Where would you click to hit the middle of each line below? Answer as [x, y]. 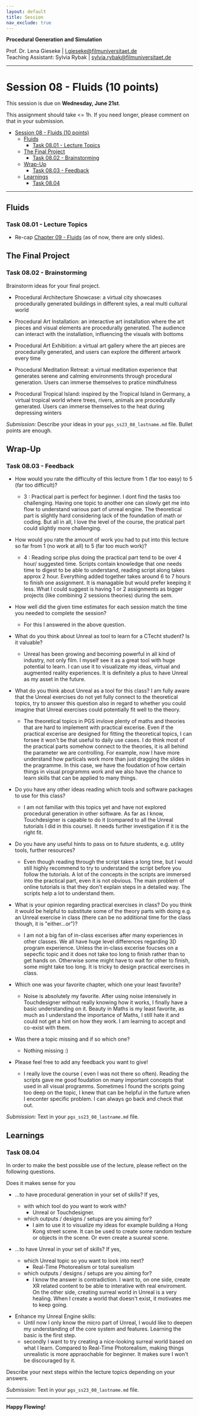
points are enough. [29, 430]
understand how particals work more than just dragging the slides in [107, 759]
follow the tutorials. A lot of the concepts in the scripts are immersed [107, 875]
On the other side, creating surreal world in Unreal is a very [105, 1293]
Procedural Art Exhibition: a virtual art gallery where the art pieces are [100, 346]
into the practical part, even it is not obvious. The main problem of [104, 881]
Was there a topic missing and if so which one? [72, 1039]
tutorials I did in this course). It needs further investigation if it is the [106, 826]
